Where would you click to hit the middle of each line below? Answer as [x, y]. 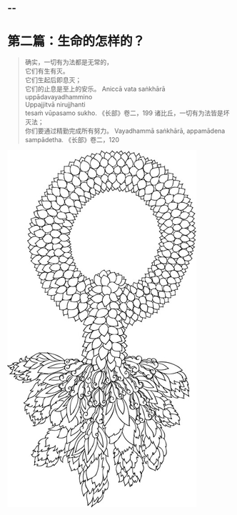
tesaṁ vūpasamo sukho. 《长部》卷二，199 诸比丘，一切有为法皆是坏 [127, 113]
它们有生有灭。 [47, 71]
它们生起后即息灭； [53, 80]
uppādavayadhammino [59, 97]
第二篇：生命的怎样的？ [76, 41]
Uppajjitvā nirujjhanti [55, 105]
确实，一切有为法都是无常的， [69, 62]
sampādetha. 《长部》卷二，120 [72, 140]
